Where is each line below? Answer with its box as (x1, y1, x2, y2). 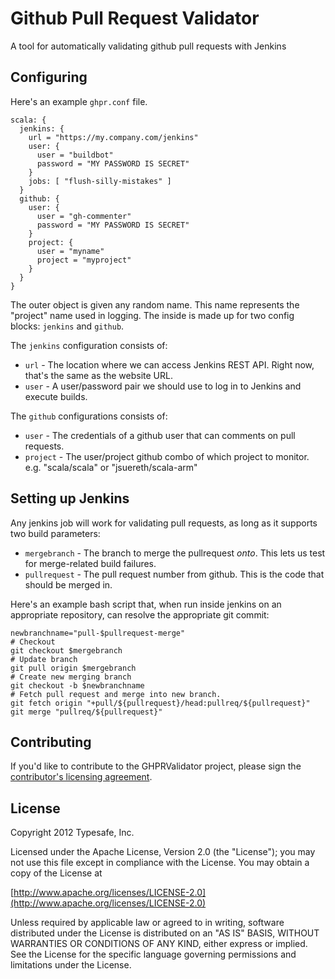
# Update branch (10, 654, 78, 664)
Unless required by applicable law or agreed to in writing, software (10, 917, 285, 929)
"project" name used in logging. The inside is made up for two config (10, 309, 295, 321)
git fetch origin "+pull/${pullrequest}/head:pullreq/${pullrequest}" (10, 698, 311, 708)
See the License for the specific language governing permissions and (10, 948, 297, 961)
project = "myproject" (36, 255, 132, 265)
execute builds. (24, 390, 88, 402)
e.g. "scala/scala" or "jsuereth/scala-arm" (24, 461, 198, 473)
